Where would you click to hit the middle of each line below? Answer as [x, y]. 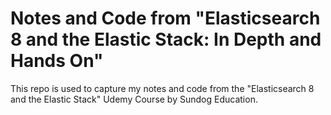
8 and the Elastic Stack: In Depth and [166, 39]
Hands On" [57, 61]
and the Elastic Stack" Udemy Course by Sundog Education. [134, 99]
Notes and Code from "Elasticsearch [165, 18]
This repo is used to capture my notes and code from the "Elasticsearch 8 [162, 88]
